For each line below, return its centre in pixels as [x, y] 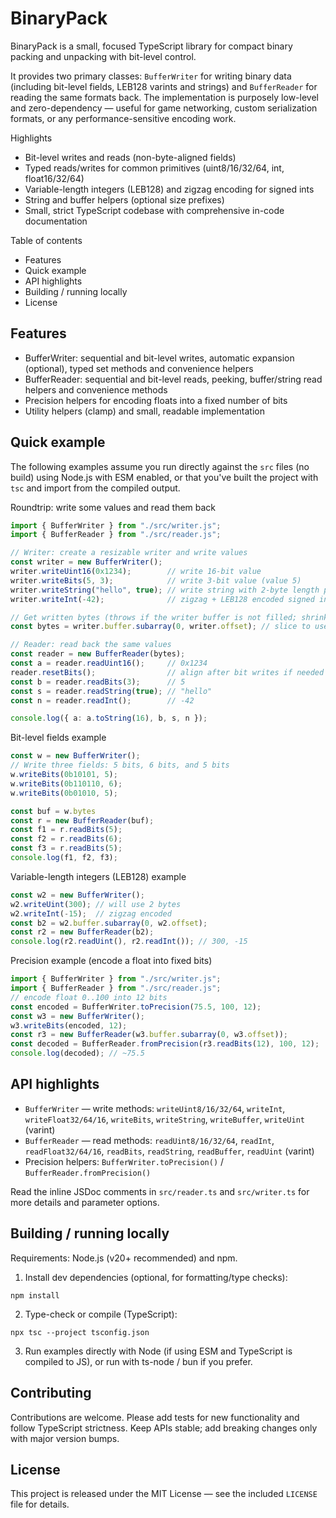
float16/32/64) [54, 178]
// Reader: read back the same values [91, 645]
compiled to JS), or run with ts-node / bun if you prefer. [138, 1361]
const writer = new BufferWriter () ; [86, 562]
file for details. [40, 1504]
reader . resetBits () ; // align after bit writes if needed [167, 672]
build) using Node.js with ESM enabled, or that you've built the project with [164, 477]
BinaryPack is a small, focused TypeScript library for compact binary [151, 46]
